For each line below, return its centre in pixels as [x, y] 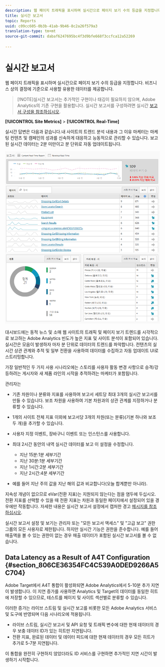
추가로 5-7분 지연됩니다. [35, 643]
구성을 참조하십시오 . [41, 111]
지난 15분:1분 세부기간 [40, 455]
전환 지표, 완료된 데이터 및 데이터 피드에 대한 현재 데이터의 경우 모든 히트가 [83, 637]
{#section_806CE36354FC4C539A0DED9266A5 [82, 565]
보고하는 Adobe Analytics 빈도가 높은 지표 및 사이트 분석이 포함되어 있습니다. [84, 338]
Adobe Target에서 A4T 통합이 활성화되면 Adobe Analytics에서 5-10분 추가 [78, 585]
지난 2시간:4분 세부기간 [42, 473]
